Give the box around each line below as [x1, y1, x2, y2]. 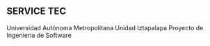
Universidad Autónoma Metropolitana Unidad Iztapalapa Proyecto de [6, 23, 204, 32]
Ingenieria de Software [6, 31, 72, 39]
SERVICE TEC [6, 5, 67, 17]
